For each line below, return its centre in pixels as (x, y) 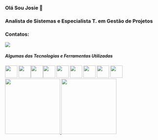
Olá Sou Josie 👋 (24, 8)
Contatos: (17, 34)
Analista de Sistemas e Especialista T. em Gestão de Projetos (79, 21)
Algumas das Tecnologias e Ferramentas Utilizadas (59, 56)
